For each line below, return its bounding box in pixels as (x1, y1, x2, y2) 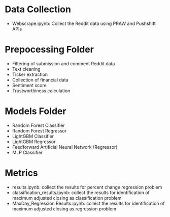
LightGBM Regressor (12, 139, 56, 145)
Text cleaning (12, 66, 41, 72)
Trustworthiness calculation (12, 88, 71, 94)
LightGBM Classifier (12, 133, 54, 139)
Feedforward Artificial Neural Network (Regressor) (12, 144, 118, 150)
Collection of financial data (12, 76, 69, 83)
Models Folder (5, 105, 66, 117)
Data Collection (5, 4, 72, 15)
